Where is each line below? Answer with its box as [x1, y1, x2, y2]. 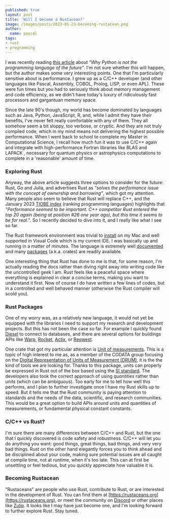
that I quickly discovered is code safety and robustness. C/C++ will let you [5, 435, 161, 441]
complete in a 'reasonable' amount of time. [5, 155, 95, 161]
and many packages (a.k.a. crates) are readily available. [5, 248, 122, 254]
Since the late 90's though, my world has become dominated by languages [5, 107, 162, 113]
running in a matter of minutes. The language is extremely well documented [5, 243, 163, 249]
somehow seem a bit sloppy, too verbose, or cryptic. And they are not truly [5, 123, 162, 129]
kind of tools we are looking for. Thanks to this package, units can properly [5, 362, 162, 368]
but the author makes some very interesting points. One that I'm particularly [5, 70, 164, 76]
